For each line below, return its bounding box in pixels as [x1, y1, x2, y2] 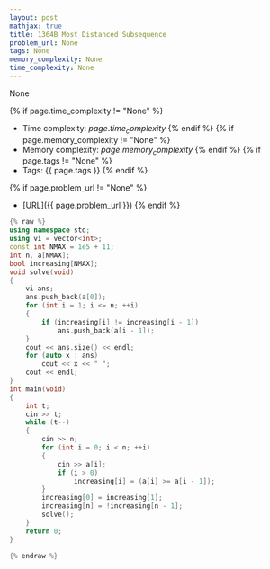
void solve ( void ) [9, 267, 75, 277]
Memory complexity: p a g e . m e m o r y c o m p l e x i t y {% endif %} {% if [22, 144, 261, 157]
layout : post [9, 13, 58, 22]
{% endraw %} [9, 551, 58, 560]
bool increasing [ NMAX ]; [9, 259, 99, 268]
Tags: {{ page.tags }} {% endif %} [22, 165, 148, 176]
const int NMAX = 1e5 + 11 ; [9, 243, 115, 252]
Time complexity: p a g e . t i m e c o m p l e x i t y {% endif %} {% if [22, 122, 234, 136]
